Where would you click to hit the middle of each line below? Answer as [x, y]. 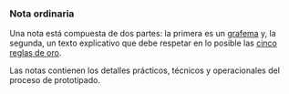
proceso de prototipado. [55, 80]
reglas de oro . [36, 53]
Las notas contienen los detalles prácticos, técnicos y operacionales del [145, 70]
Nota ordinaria [42, 14]
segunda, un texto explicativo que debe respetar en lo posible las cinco [144, 43]
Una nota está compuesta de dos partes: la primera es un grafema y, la [143, 34]
